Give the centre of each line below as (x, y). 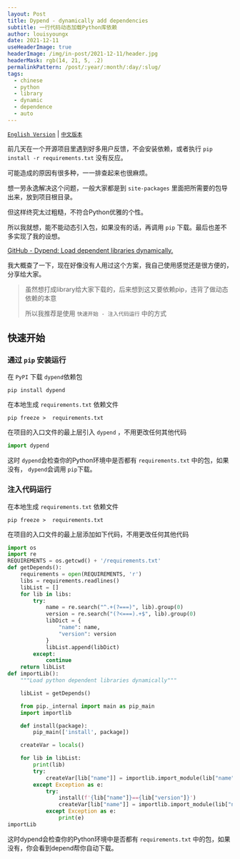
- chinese (28, 80)
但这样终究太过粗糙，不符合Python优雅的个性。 (77, 212)
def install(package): (54, 725)
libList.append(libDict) (82, 647)
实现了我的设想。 (39, 236)
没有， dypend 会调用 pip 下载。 (52, 469)
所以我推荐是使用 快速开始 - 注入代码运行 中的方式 (96, 313)
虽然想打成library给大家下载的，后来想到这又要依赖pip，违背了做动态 (126, 289)
